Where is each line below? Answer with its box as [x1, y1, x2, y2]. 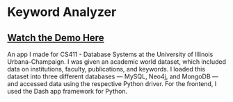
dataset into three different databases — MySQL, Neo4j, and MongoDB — [7, 72, 219, 80]
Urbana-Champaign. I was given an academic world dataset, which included [7, 58, 227, 66]
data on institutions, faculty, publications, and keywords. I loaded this [7, 65, 206, 73]
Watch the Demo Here [7, 32, 104, 44]
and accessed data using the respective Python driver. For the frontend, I [7, 80, 217, 87]
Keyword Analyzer [7, 4, 117, 20]
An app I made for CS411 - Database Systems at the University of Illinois [7, 50, 214, 58]
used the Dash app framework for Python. [7, 87, 127, 95]
